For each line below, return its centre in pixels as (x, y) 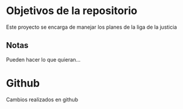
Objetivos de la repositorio (72, 11)
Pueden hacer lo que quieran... (43, 59)
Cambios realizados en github (42, 99)
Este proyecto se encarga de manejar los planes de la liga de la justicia (91, 27)
